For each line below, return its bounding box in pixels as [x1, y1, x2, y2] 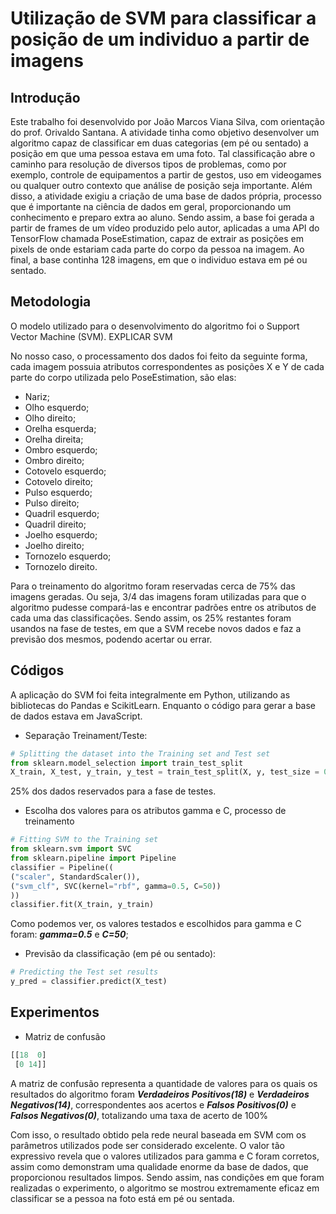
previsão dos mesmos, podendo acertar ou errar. [10, 633, 213, 645]
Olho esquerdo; [24, 401, 90, 413]
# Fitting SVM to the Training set [10, 835, 159, 845]
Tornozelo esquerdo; [24, 550, 112, 562]
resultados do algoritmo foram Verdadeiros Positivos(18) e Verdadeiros [10, 1088, 310, 1100]
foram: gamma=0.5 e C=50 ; [10, 928, 129, 941]
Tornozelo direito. [24, 560, 98, 572]
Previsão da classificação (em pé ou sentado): [24, 948, 217, 960]
